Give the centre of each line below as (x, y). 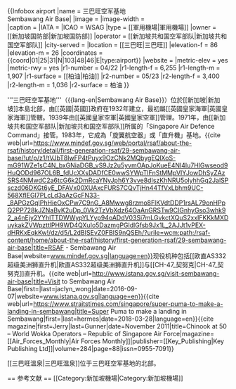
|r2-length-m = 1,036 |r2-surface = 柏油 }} (68, 85)
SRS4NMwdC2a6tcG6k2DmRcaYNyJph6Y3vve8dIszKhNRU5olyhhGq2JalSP (118, 180)
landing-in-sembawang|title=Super (58, 311)
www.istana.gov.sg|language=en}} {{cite (101, 296)
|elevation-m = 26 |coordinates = (55, 53)
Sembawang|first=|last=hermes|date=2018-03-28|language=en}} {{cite (111, 319)
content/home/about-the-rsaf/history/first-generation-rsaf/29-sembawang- (117, 240)
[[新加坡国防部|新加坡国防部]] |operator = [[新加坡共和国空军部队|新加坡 (111, 36)
